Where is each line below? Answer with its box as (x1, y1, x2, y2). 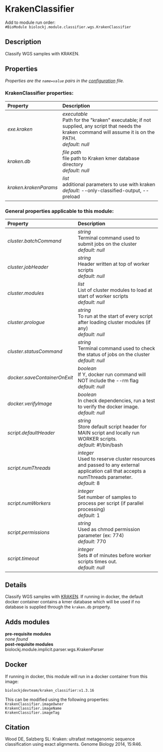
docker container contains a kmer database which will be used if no (5, 598, 141, 604)
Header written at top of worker (77, 261, 149, 268)
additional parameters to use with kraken (62, 181, 155, 188)
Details (5, 581, 27, 589)
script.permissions (7, 529, 50, 536)
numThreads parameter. (77, 474, 133, 480)
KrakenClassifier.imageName (5, 706, 62, 711)
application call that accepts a (77, 468, 146, 475)
